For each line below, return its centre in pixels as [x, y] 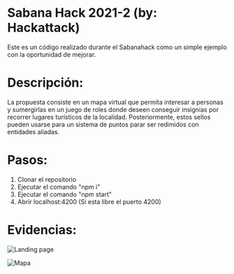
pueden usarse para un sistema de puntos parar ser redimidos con [103, 124]
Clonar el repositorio [47, 179]
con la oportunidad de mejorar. [52, 55]
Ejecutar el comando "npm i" [59, 187]
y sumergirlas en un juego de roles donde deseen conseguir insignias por [113, 109]
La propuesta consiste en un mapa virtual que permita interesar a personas [115, 102]
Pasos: [27, 160]
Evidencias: [42, 230]
